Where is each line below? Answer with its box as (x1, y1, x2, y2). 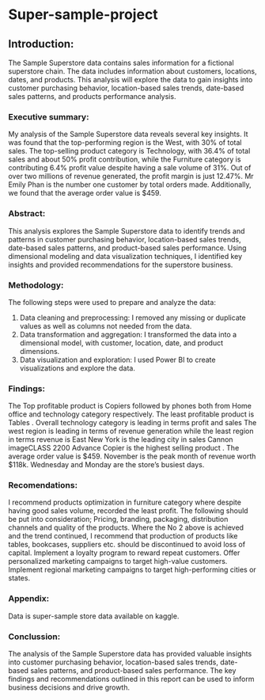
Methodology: (8, 280, 64, 291)
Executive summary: (8, 111, 89, 122)
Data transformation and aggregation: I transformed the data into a (19, 329, 237, 339)
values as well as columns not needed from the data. (19, 321, 192, 330)
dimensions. (19, 346, 60, 356)
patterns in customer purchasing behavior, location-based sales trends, (8, 234, 241, 244)
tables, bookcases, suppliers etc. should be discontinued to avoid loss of (8, 540, 246, 550)
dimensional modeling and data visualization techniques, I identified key (8, 251, 243, 261)
